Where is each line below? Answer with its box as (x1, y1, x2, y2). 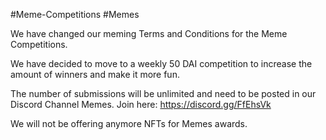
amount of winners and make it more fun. (10, 69, 180, 80)
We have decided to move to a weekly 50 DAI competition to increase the (10, 58, 313, 69)
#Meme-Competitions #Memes (10, 9, 140, 20)
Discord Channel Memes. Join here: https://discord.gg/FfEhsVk (10, 99, 272, 110)
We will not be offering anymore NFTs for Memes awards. (10, 118, 248, 129)
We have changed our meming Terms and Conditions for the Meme (10, 28, 288, 39)
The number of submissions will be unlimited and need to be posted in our (10, 88, 317, 99)
